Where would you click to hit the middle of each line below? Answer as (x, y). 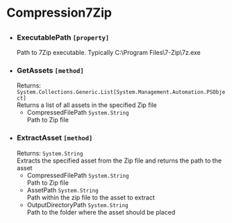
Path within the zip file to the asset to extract (91, 197)
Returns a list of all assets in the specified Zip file (87, 105)
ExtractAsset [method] (55, 138)
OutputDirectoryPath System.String (78, 205)
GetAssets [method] (50, 70)
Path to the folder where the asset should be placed (101, 212)
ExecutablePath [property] (63, 38)
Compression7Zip (59, 13)
